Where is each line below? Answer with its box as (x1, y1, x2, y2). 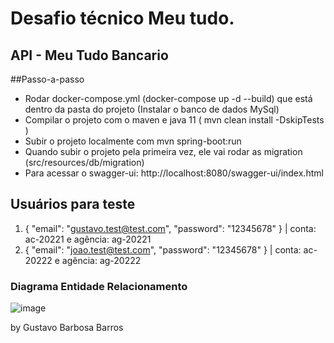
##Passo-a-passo (10, 73, 85, 85)
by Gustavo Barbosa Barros (10, 322, 124, 334)
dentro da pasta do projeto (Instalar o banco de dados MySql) (24, 103, 280, 115)
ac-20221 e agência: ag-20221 (24, 233, 152, 245)
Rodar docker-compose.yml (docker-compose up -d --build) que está (24, 93, 313, 104)
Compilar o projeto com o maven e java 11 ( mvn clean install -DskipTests (24, 114, 325, 126)
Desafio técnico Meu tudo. (10, 7, 235, 30)
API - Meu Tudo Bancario (10, 47, 169, 64)
